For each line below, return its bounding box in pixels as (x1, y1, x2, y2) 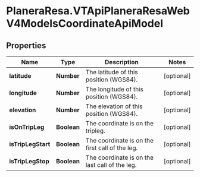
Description (105, 58, 139, 66)
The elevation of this (85, 102, 143, 110)
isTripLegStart (9, 140, 51, 148)
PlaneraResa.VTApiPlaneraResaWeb (6, 4, 190, 18)
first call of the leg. (85, 144, 138, 152)
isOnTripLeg (9, 123, 45, 131)
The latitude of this (85, 68, 138, 76)
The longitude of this (85, 85, 144, 93)
